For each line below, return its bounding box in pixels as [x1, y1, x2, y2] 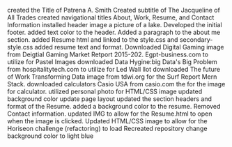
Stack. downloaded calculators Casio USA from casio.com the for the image [7, 80, 226, 88]
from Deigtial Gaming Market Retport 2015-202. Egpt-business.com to [7, 50, 209, 59]
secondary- [179, 36, 213, 44]
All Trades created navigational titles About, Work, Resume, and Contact [7, 13, 215, 22]
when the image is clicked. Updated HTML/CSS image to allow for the [7, 117, 208, 125]
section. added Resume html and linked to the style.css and [7, 36, 178, 44]
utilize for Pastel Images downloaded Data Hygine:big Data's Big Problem [7, 58, 217, 65]
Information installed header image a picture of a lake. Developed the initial [7, 21, 222, 29]
